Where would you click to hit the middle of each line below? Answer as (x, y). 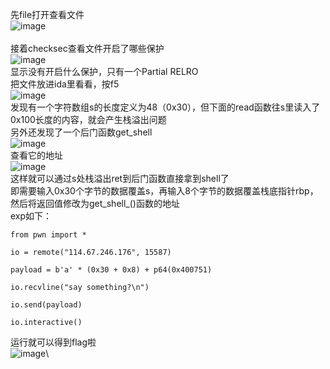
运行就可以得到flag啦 (53, 342)
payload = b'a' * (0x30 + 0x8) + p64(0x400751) (111, 270)
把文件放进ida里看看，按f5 (65, 84)
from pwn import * (48, 235)
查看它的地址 (36, 155)
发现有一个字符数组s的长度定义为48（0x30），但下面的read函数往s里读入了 (165, 107)
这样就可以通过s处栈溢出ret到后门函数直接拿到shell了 (120, 178)
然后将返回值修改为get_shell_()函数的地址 (95, 203)
